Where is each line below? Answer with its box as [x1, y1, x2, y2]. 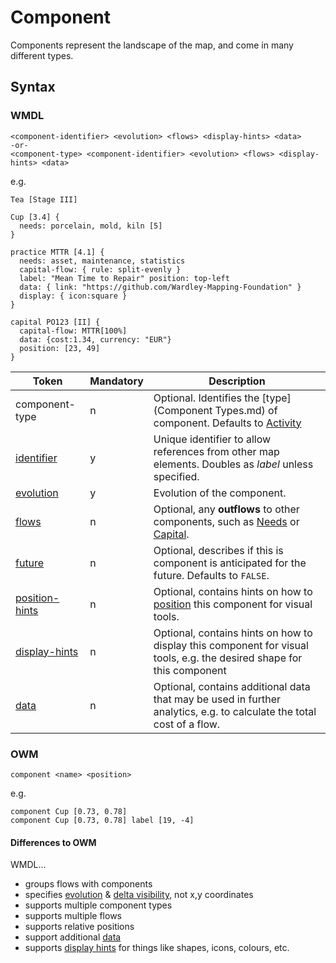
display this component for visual [153, 638, 309, 652]
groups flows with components [24, 878, 153, 890]
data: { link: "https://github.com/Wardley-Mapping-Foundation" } [19, 282, 302, 292]
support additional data [24, 931, 122, 943]
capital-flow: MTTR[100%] [19, 326, 128, 336]
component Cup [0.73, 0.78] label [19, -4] [10, 815, 195, 825]
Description [208, 374, 266, 388]
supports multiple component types [24, 899, 173, 911]
